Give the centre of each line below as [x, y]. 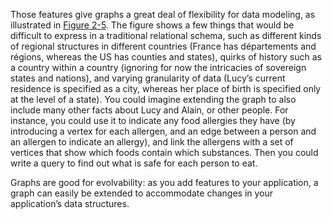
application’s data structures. [70, 203]
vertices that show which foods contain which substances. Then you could [164, 152]
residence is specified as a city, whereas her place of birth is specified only [166, 88]
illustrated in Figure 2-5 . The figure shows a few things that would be [152, 25]
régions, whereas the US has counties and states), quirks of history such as [166, 57]
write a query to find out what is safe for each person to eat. [134, 163]
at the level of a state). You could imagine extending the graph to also [153, 99]
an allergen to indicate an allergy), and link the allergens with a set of [152, 142]
